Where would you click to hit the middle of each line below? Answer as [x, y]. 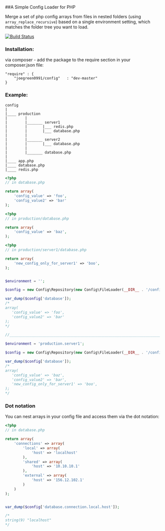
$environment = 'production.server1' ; [45, 344]
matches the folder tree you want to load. [47, 27]
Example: [16, 95]
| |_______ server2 [33, 139]
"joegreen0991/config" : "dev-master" [56, 78]
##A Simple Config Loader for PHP [40, 7]
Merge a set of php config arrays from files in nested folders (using [73, 16]
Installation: [20, 49]
